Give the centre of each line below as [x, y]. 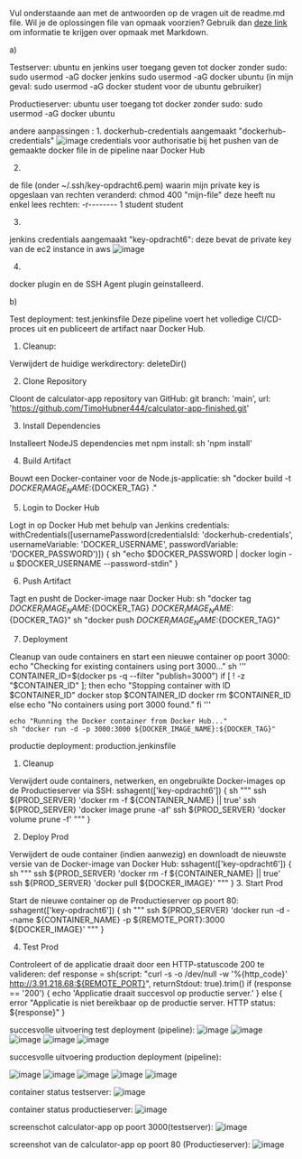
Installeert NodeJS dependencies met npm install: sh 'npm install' [131, 443]
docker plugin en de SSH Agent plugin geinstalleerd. [107, 284]
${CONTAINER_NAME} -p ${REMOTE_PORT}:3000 [130, 920]
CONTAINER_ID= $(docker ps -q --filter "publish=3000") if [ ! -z [128, 676]
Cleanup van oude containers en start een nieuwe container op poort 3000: [150, 657]
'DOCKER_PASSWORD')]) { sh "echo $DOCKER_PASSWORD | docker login [148, 554]
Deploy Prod [46, 837]
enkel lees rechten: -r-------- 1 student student [96, 204]
